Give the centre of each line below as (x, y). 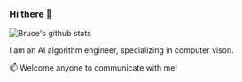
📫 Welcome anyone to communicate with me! (93, 68)
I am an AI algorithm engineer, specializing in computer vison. (121, 50)
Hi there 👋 (31, 14)
